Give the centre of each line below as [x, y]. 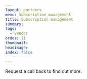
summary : [14, 24]
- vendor [19, 33]
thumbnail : [17, 43]
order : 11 [16, 38]
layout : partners [24, 10]
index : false [19, 52]
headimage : [17, 48]
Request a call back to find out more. [43, 71]
